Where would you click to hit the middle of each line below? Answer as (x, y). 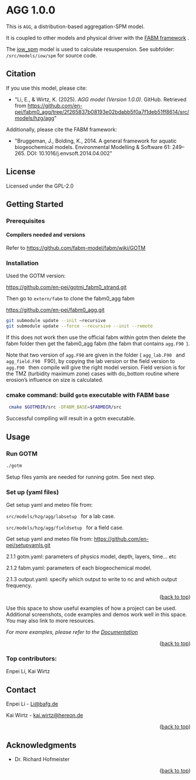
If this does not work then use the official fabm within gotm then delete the (96, 337)
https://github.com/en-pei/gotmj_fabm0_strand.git (66, 287)
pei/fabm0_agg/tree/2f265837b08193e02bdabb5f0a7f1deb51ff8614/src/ (102, 111)
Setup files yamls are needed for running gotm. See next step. (81, 477)
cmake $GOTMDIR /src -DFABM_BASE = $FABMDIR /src (65, 407)
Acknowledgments (42, 745)
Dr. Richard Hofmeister (42, 759)
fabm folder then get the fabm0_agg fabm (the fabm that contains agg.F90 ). (98, 344)
